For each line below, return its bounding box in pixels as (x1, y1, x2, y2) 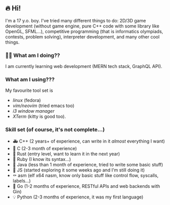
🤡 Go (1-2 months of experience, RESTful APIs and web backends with (12, 183, 160, 189)
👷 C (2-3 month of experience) (12, 145, 77, 151)
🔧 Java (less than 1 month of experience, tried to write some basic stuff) (12, 161, 163, 167)
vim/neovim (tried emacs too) (12, 102, 75, 109)
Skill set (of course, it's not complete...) (5, 126, 105, 133)
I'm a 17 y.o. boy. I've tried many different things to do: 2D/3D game (5, 17, 146, 23)
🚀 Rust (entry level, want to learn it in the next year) (12, 151, 120, 157)
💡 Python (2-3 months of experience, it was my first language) (12, 194, 144, 200)
